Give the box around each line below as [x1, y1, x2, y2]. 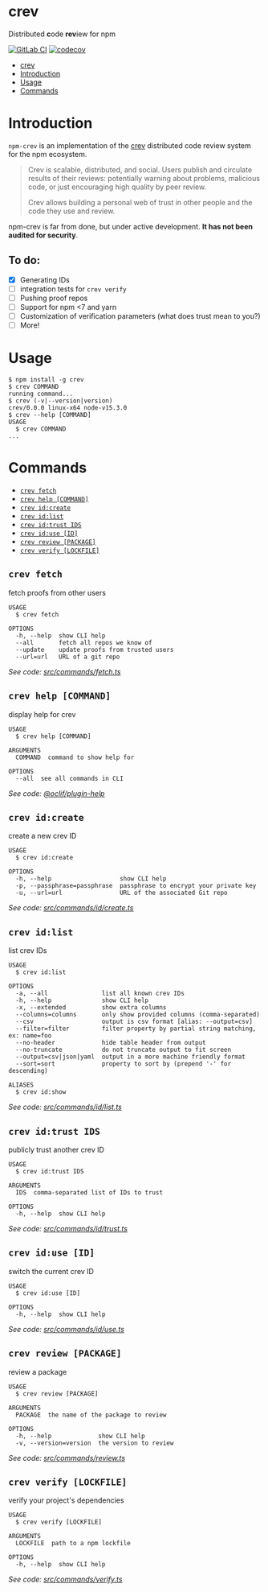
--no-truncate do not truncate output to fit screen [15, 1046, 231, 1054]
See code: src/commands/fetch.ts [8, 666, 121, 676]
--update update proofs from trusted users [15, 645, 174, 654]
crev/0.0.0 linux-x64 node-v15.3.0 [8, 404, 128, 412]
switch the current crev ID [8, 1266, 95, 1276]
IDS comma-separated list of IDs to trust [15, 1189, 163, 1197]
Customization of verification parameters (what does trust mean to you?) [19, 311, 261, 320]
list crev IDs [8, 946, 47, 955]
